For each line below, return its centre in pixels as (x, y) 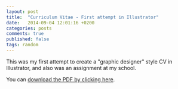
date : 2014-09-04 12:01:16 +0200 (50, 23)
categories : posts (29, 28)
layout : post (22, 12)
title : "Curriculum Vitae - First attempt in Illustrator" (83, 17)
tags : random (22, 45)
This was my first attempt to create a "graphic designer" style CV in (89, 61)
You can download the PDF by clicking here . (61, 79)
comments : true (25, 34)
